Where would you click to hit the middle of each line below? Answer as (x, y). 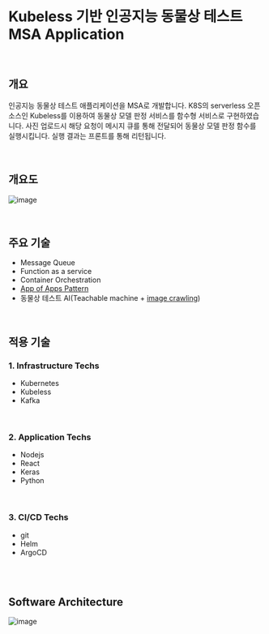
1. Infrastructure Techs (54, 366)
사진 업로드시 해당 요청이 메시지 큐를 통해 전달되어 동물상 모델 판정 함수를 (141, 126)
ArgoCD (33, 552)
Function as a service (56, 272)
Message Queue (47, 263)
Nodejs (32, 455)
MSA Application (66, 34)
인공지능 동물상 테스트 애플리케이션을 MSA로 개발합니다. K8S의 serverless (127, 105)
